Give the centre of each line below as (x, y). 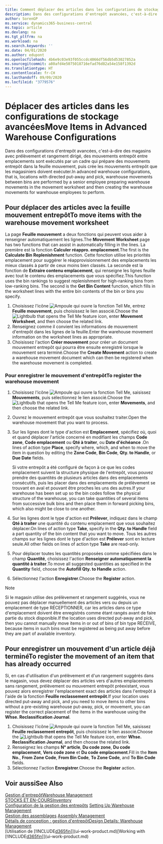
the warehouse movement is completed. (52, 363)
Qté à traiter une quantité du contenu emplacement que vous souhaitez (83, 523)
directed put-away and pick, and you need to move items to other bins (75, 702)
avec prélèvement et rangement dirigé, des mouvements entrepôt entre (76, 156)
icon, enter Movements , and (126, 403)
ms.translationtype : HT (29, 69)
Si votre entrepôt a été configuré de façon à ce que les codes (73, 467)
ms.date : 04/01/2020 (26, 50)
